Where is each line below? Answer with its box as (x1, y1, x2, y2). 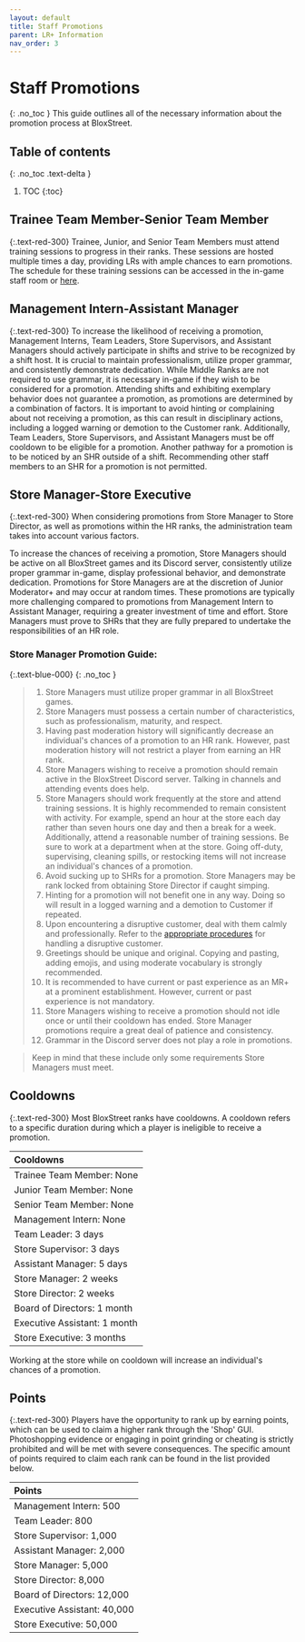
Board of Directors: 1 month (14, 1302, 133, 1315)
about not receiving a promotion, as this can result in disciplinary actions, (9, 412, 283, 423)
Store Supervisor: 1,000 (14, 1529, 117, 1542)
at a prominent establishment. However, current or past (44, 986, 252, 997)
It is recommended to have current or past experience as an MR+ (44, 976, 290, 987)
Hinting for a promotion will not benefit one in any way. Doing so (44, 889, 286, 901)
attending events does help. (44, 783, 150, 794)
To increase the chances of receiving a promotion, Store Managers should (9, 548, 288, 559)
